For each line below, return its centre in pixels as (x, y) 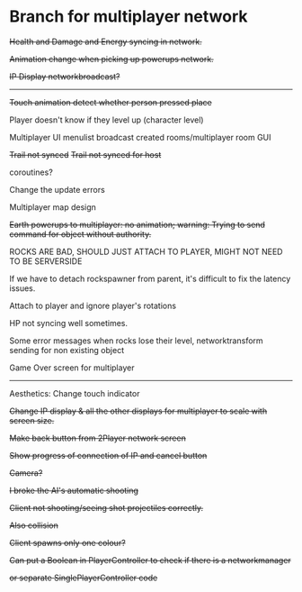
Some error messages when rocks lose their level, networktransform (136, 341)
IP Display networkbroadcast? (65, 76)
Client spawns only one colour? (67, 542)
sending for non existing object (67, 350)
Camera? (26, 473)
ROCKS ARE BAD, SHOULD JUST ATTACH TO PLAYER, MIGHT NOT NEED (146, 251)
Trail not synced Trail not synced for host (85, 154)
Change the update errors (57, 189)
